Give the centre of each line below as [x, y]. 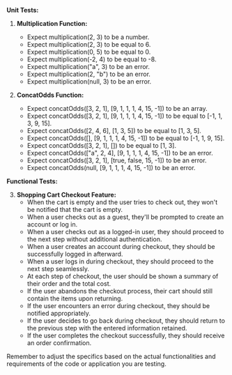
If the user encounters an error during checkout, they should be [118, 306]
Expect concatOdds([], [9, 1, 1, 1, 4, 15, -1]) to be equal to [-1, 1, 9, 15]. [126, 138]
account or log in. [52, 224]
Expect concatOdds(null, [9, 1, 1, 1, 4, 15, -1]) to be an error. [111, 168]
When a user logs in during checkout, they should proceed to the [120, 261]
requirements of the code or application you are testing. [86, 364]
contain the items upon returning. [75, 298]
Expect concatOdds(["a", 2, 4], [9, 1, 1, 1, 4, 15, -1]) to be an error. [120, 153]
